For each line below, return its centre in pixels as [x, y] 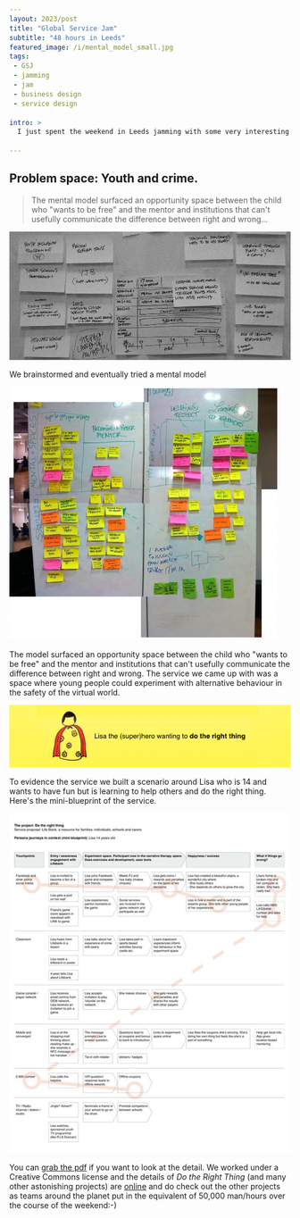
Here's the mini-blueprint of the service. [83, 801]
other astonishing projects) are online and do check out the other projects [145, 1187]
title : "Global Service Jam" [63, 28]
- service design [45, 104]
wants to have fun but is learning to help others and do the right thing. [137, 791]
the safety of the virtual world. [65, 693]
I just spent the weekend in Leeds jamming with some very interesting [154, 132]
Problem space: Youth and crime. [104, 179]
